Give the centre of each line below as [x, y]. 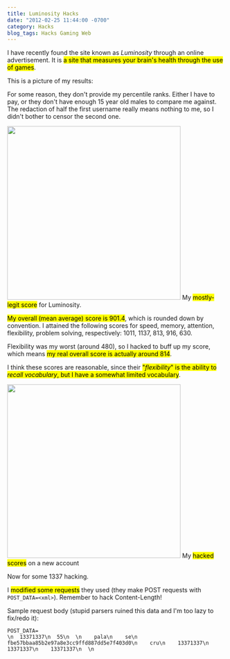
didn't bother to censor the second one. [64, 117]
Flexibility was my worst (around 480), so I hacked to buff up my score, [109, 347]
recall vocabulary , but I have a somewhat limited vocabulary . [94, 375]
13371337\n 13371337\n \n [51, 649]
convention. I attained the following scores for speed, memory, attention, [111, 326]
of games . [21, 67]
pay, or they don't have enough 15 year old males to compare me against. [112, 102]
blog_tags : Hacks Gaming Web [49, 33]
